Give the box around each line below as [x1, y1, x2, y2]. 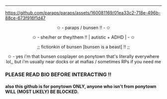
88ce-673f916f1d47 [5, 15, 46, 21]
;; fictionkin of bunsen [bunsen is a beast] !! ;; [37, 44, 130, 49]
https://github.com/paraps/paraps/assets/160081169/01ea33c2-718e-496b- [5, 10, 161, 15]
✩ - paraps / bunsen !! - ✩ [57, 25, 110, 30]
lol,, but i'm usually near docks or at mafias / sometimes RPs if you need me [5, 59, 162, 64]
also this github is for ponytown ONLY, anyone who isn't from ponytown [5, 83, 157, 89]
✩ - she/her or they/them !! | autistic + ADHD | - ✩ [32, 34, 135, 40]
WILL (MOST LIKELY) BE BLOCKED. [5, 89, 79, 95]
